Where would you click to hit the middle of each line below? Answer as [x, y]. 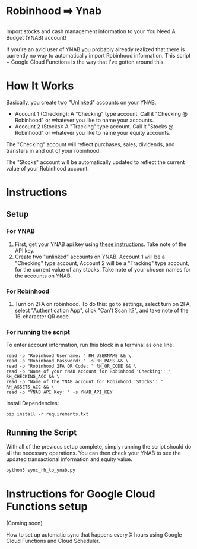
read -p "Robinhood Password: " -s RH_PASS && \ [67, 361]
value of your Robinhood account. [47, 168]
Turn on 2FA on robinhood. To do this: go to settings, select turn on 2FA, [103, 304]
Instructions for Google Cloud [81, 494]
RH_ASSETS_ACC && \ [30, 387]
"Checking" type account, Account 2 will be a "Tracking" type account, [102, 263]
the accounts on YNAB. [43, 276]
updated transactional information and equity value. [69, 459]
